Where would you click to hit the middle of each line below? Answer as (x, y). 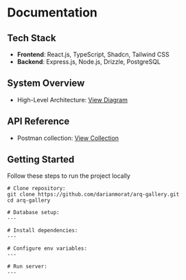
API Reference (38, 121)
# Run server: (27, 267)
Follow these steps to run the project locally (69, 176)
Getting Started (41, 160)
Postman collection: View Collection (68, 138)
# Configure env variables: (47, 248)
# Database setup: (33, 213)
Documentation (53, 13)
